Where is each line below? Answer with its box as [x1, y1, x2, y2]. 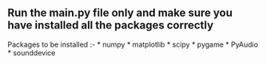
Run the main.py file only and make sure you [7, 6, 233, 20]
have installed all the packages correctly [7, 19, 214, 32]
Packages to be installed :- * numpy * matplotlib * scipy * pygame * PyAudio [7, 40, 259, 49]
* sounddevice [7, 47, 56, 58]
